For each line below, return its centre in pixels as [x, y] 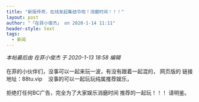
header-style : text [31, 28]
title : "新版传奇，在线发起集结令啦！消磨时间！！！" [65, 12]
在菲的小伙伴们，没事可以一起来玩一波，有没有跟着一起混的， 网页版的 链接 [99, 71]
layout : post [22, 17]
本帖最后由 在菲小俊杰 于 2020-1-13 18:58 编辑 [64, 57]
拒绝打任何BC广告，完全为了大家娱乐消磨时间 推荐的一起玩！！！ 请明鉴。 [98, 93]
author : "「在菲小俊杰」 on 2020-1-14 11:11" [61, 23]
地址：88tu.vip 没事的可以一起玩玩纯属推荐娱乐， [69, 79]
